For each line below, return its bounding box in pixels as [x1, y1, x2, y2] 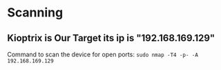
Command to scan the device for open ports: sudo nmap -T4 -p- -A [7, 50, 199, 58]
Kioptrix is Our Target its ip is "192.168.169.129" [7, 32, 215, 44]
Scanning [7, 5, 64, 21]
